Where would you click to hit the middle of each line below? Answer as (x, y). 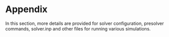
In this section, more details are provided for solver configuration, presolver (85, 23)
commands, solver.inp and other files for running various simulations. (78, 28)
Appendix (26, 9)
